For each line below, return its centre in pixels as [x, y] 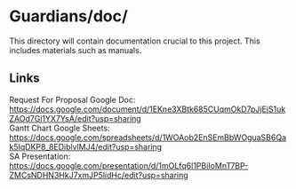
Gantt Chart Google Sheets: [60, 128]
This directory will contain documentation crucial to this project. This [135, 41]
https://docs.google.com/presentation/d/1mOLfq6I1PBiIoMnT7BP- [129, 165]
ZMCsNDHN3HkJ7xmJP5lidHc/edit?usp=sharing [99, 175]
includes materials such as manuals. [76, 50]
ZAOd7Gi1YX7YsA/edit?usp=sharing [76, 118]
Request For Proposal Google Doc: [72, 99]
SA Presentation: [40, 156]
